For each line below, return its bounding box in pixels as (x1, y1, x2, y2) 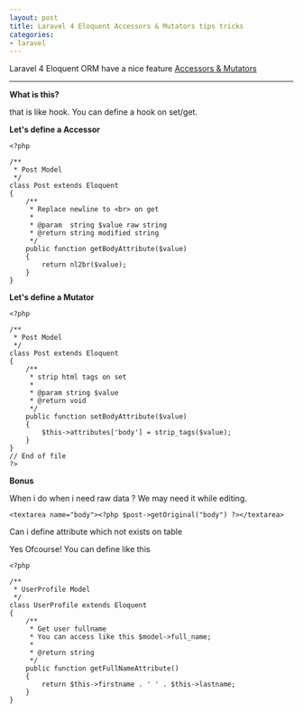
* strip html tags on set (29, 372, 127, 382)
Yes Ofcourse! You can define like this (9, 544, 151, 555)
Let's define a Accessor (9, 124, 101, 136)
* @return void (29, 397, 87, 406)
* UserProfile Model (13, 585, 91, 595)
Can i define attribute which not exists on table (9, 526, 183, 538)
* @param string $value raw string (29, 220, 168, 230)
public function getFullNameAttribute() (25, 664, 179, 673)
